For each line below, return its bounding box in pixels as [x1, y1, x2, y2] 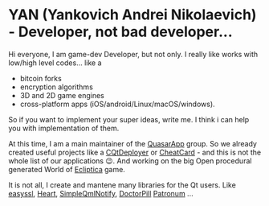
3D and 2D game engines [19, 90, 104, 100]
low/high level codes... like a [8, 58, 102, 68]
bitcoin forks [19, 73, 62, 83]
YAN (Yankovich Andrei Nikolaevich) [8, 6, 257, 24]
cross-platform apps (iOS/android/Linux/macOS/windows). [19, 99, 215, 109]
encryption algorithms [19, 82, 94, 92]
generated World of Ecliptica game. [8, 164, 126, 174]
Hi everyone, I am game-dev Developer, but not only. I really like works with [8, 49, 259, 59]
